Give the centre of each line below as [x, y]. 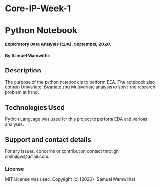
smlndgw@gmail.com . [27, 156]
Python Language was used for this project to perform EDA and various [76, 119]
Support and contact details [48, 139]
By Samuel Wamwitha [27, 55]
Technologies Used [35, 108]
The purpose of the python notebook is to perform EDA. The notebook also [80, 82]
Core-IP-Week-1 [38, 8]
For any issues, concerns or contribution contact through [62, 151]
